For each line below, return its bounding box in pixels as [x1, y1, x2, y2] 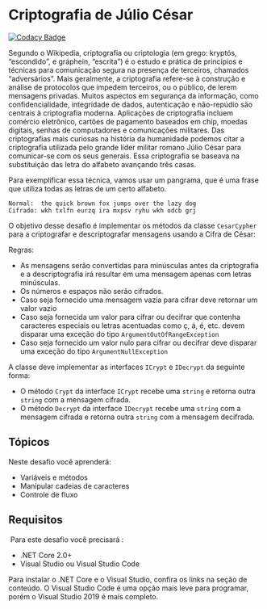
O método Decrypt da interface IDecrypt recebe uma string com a [19, 403, 241, 413]
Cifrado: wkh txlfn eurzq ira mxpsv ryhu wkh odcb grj [8, 206, 197, 215]
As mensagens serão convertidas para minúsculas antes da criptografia [19, 260, 260, 270]
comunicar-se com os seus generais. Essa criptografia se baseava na [8, 151, 240, 161]
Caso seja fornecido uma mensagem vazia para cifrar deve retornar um [19, 295, 258, 304]
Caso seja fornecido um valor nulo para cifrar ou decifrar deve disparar [19, 338, 257, 347]
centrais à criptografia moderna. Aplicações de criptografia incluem [8, 107, 234, 118]
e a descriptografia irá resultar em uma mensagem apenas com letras [19, 269, 252, 279]
